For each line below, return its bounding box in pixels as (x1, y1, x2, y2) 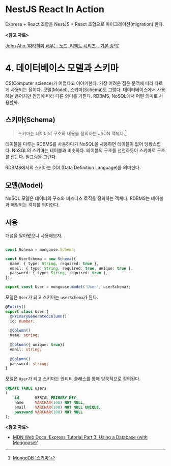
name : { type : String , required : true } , (10, 261, 99, 266)
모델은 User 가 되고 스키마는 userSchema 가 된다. (5, 294, 98, 301)
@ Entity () (5, 304, 26, 310)
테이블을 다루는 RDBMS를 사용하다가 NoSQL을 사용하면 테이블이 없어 (5, 141, 144, 147)
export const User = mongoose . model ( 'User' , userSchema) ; (5, 284, 131, 289)
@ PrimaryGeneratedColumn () (10, 314, 67, 319)
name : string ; (10, 333, 40, 338)
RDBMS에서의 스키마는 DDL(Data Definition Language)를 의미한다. (5, 164, 141, 171)
